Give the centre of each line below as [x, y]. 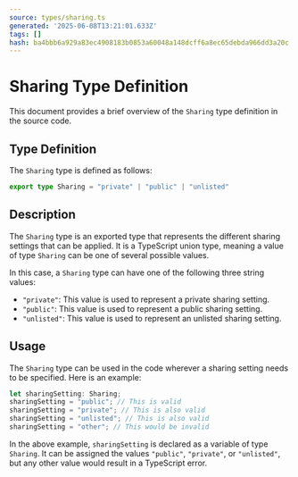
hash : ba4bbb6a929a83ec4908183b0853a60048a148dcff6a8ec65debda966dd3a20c [149, 42]
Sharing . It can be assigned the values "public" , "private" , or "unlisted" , [145, 453]
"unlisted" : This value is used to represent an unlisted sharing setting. [152, 318]
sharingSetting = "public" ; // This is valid [95, 402]
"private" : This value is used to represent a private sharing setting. [146, 299]
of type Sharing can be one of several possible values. [109, 255]
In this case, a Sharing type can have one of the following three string [137, 272]
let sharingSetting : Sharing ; [66, 394]
